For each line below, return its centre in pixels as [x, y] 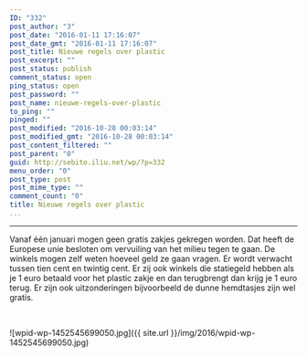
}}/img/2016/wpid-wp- [213, 332]
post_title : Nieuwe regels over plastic [88, 52]
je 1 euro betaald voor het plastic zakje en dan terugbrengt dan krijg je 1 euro [153, 278]
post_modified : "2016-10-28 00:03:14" [83, 129]
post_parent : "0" [42, 153]
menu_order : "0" [40, 171]
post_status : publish [51, 69]
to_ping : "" [32, 111]
